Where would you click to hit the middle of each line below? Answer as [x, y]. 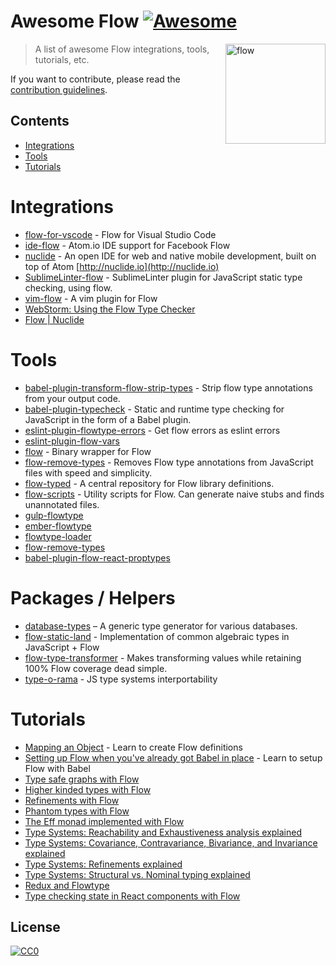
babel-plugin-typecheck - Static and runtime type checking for [154, 409]
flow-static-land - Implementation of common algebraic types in [157, 636]
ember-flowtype [58, 526]
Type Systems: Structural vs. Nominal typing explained [137, 874]
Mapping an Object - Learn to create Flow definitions [133, 747]
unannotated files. [62, 504]
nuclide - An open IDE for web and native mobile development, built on [170, 256]
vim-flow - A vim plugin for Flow [91, 298]
